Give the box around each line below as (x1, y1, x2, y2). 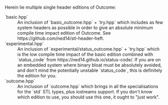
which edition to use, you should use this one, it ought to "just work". (17, 94, 160, 100)
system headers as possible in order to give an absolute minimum (17, 25, 153, 31)
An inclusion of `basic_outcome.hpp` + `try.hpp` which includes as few (17, 20, 163, 25)
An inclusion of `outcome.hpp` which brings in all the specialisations (17, 83, 158, 89)
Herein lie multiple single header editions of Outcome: (5, 5, 116, 10)
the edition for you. (17, 73, 57, 78)
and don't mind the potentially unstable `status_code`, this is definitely (17, 67, 162, 73)
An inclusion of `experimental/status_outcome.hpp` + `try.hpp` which (17, 46, 160, 52)
